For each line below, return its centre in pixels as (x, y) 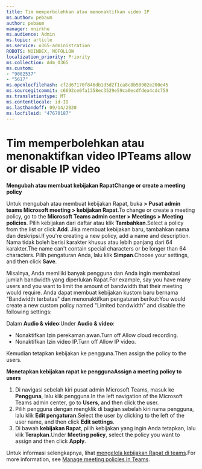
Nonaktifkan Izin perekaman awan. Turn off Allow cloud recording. (96, 335)
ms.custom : (20, 68)
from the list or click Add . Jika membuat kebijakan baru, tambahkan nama (98, 229)
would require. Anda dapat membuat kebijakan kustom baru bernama (92, 293)
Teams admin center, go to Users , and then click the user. (87, 402)
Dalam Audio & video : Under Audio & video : (60, 324)
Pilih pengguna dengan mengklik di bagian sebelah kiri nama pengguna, (104, 409)
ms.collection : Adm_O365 (37, 62)
